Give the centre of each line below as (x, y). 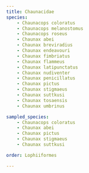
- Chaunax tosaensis (42, 100)
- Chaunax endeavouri (43, 51)
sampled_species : (28, 117)
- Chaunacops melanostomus (50, 28)
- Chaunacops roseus (42, 34)
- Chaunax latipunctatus (47, 67)
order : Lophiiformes (32, 155)
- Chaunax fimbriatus (43, 56)
